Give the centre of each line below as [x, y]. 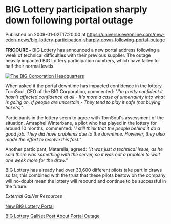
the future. [16, 186]
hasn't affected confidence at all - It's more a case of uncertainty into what [85, 97]
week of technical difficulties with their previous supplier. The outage [78, 55]
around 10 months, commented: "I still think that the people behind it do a [83, 128]
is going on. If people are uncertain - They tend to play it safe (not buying [83, 102]
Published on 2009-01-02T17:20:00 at [46, 34]
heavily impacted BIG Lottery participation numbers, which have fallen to [82, 60]
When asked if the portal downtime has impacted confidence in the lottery [84, 86]
